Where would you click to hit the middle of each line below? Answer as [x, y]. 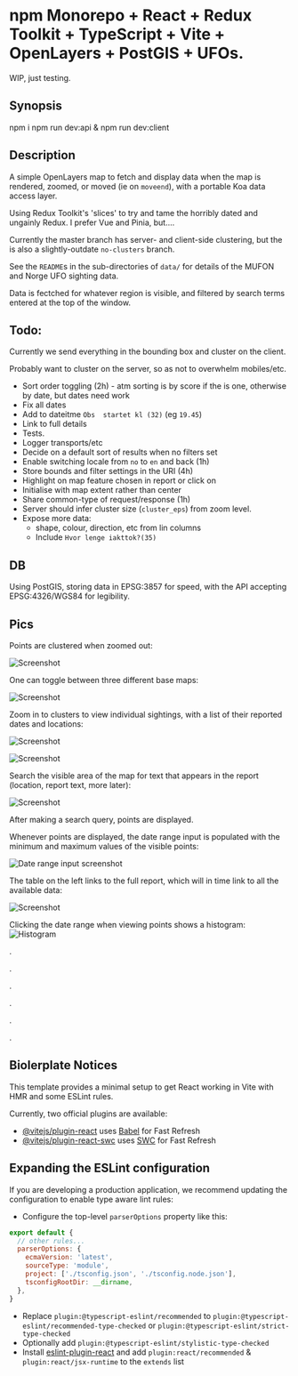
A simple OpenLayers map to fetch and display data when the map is [135, 177]
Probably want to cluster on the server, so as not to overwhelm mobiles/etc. [148, 369]
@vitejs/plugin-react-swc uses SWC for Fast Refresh [119, 1140]
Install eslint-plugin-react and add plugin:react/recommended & [137, 1352]
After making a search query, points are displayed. [101, 820]
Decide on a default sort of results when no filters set [120, 452]
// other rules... [52, 1241]
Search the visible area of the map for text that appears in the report [134, 776]
